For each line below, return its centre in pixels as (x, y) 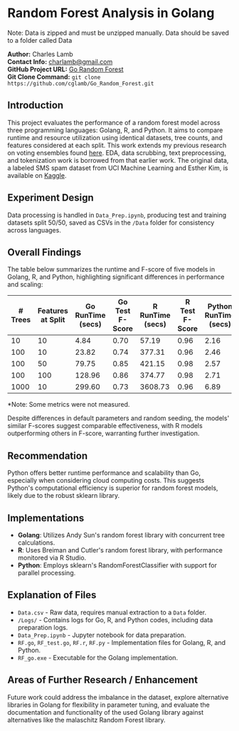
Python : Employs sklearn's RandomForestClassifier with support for (117, 565)
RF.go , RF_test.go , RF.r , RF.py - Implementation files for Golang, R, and (122, 642)
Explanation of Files (52, 595)
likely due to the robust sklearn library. (64, 496)
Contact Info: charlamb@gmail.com (60, 61)
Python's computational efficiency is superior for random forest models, (113, 488)
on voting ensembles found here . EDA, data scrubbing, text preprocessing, (117, 153)
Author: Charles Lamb (40, 54)
